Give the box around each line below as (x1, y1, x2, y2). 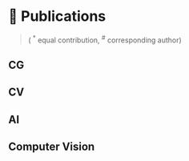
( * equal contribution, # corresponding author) (27, 34, 182, 45)
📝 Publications (8, 7, 107, 26)
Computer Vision (8, 140, 95, 154)
